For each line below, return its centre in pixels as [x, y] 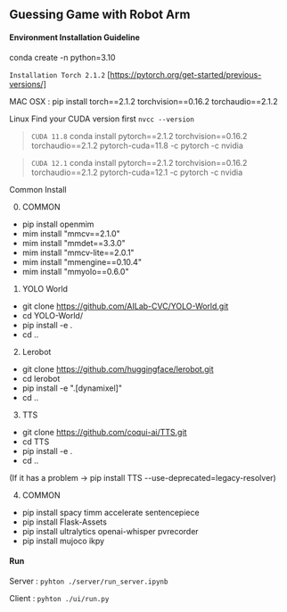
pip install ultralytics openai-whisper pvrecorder [110, 531]
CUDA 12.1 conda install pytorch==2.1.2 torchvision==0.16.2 [139, 162]
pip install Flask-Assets [64, 522]
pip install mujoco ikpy [63, 541]
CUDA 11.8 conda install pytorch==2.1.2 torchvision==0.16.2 [139, 136]
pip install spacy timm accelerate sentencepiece [111, 512]
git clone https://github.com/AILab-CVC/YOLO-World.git [125, 306]
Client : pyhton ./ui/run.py [59, 598]
